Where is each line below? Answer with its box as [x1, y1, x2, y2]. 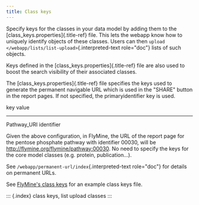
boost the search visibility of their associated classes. [6, 68, 137, 75]
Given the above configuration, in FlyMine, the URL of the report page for [6, 132, 185, 140]
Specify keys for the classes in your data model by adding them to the [6, 25, 177, 32]
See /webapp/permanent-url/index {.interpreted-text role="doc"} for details [6, 163, 187, 170]
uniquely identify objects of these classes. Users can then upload [6, 37, 165, 45]
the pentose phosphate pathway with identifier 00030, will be [6, 138, 156, 146]
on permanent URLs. [6, 169, 56, 176]
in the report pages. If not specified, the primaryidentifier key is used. [6, 92, 176, 99]
